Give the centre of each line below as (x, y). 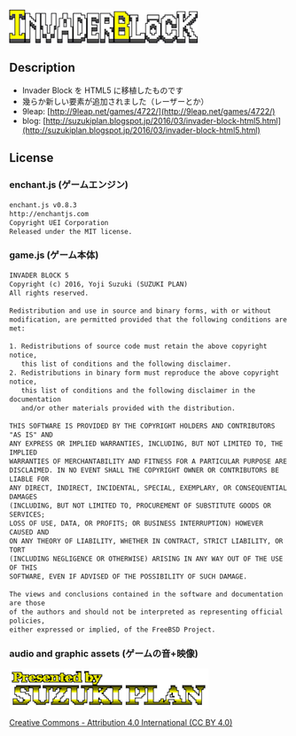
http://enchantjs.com (49, 213)
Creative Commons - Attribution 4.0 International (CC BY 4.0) (121, 723)
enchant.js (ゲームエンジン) (69, 185)
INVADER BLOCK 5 (39, 275)
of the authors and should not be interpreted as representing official (146, 612)
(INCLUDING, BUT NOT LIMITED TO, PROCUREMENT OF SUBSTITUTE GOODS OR (140, 506)
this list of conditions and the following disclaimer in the (138, 391)
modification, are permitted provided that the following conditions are (148, 320)
